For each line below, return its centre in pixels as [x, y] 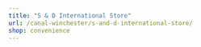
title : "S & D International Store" [70, 16]
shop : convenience [39, 30]
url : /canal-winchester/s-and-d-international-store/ [101, 23]
